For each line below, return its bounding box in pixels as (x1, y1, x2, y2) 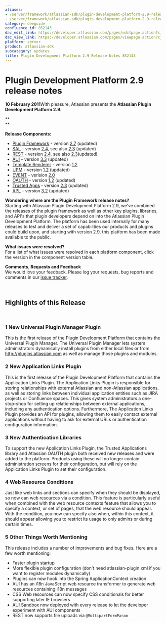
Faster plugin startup (12, 560, 55, 566)
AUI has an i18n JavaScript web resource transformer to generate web (12, 580, 156, 586)
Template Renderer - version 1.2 (12, 162, 78, 168)
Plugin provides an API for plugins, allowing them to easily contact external (5, 411, 158, 417)
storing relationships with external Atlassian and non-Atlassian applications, (5, 385, 159, 391)
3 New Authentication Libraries (5, 434, 82, 441)
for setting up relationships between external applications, (27, 400, 146, 406)
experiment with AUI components (12, 607, 81, 613)
